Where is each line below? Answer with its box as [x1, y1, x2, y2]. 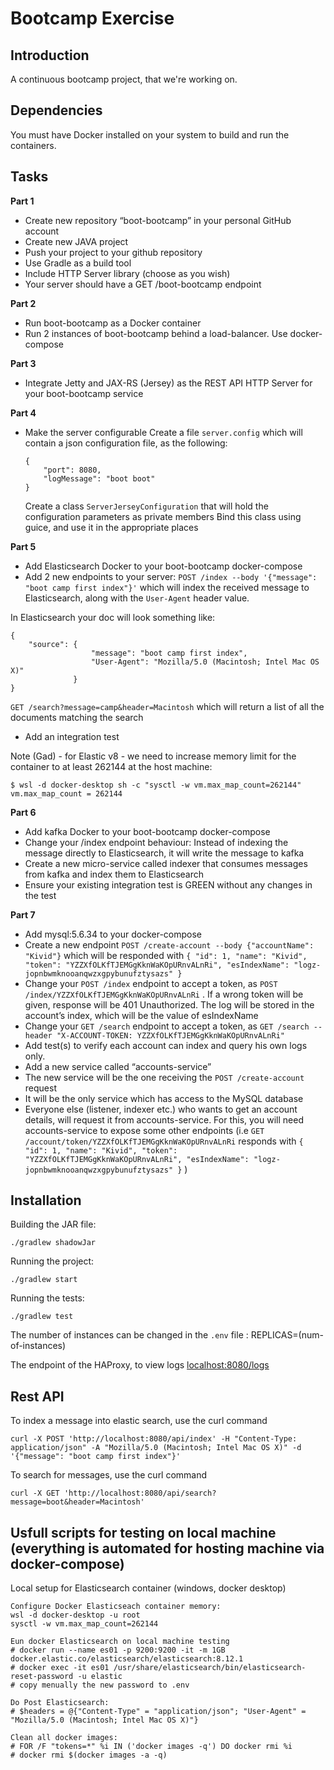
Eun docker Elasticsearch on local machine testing [10, 1637, 230, 1647]
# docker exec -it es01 [10, 1663, 110, 1673]
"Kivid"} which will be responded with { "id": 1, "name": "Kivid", [24, 949, 308, 961]
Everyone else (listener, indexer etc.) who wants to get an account [24, 1103, 298, 1115]
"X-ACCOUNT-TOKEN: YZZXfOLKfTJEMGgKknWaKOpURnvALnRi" [56, 1030, 286, 1041]
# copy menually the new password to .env [10, 1680, 190, 1691]
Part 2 [10, 297, 37, 309]
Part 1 [10, 195, 35, 207]
